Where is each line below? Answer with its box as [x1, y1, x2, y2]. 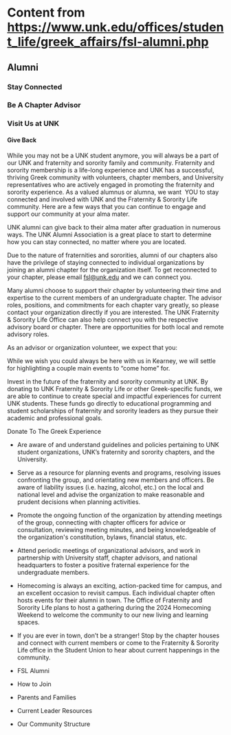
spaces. [16, 617, 40, 626]
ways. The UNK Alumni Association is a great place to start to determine [7, 230, 212, 239]
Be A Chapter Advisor [7, 100, 81, 110]
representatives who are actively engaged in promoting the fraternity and [7, 180, 214, 188]
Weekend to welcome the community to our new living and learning [16, 611, 208, 619]
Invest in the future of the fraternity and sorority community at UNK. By [7, 377, 208, 386]
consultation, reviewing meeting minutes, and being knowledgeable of [16, 525, 217, 534]
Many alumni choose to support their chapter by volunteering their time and [7, 286, 221, 294]
